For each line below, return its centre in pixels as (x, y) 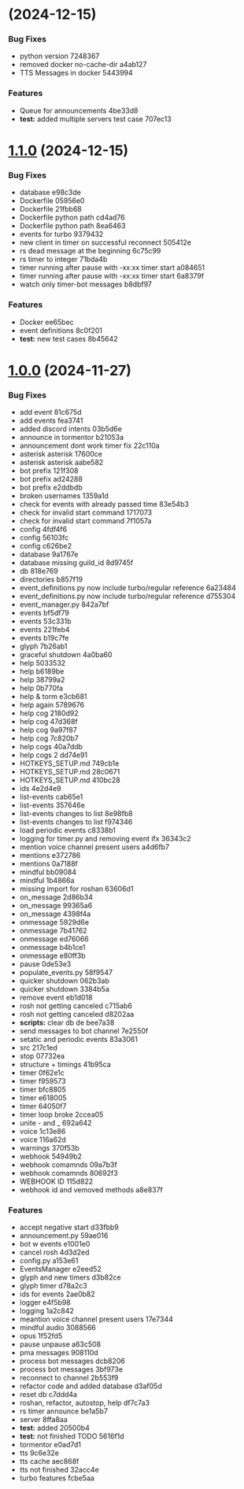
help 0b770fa (41, 688)
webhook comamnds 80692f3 (68, 1173)
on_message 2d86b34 (56, 897)
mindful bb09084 (48, 872)
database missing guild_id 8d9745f (76, 563)
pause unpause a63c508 (60, 1344)
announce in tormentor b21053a (72, 438)
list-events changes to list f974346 (76, 822)
